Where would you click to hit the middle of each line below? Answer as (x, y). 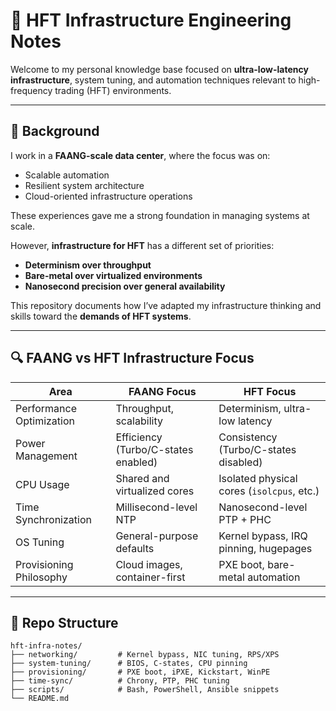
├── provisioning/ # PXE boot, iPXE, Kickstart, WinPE (140, 672)
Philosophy (41, 577)
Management (46, 456)
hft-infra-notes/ (46, 646)
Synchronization (53, 519)
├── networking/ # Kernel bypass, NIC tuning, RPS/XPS (145, 655)
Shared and (142, 478)
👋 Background (55, 131)
